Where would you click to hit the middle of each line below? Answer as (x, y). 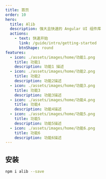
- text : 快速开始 (31, 39)
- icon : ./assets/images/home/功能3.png (52, 85)
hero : (11, 19)
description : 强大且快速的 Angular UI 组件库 (56, 29)
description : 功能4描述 (38, 109)
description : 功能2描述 (38, 81)
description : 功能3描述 (38, 95)
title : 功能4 (28, 105)
